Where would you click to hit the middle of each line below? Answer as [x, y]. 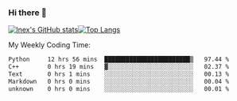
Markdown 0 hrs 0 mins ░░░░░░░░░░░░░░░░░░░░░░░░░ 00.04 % [118, 81]
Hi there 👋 [28, 13]
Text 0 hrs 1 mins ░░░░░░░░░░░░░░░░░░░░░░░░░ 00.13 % [118, 74]
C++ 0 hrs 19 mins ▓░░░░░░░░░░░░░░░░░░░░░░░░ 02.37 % [118, 67]
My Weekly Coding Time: [50, 45]
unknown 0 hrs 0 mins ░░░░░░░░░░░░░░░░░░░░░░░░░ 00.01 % [118, 89]
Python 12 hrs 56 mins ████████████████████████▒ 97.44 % [118, 60]
